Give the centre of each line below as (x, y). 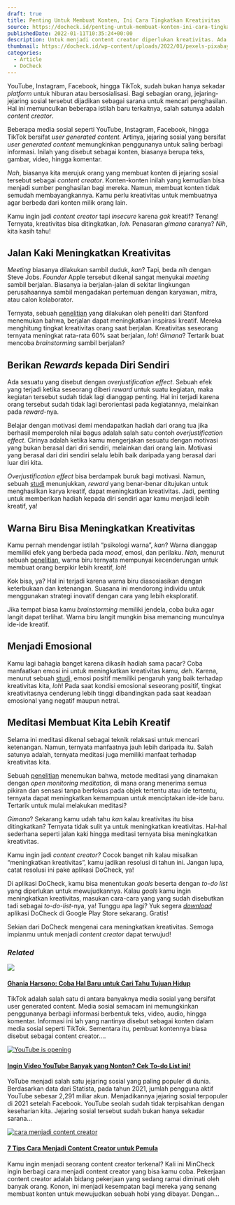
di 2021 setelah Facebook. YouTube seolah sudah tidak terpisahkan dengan (116, 1104)
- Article (28, 60)
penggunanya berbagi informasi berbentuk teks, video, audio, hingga (107, 1014)
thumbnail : (23, 46)
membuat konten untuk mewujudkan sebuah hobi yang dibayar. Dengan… (113, 1194)
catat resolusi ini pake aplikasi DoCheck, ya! (71, 870)
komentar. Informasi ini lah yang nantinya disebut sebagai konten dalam (111, 1021)
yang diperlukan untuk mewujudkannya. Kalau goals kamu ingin (99, 891)
